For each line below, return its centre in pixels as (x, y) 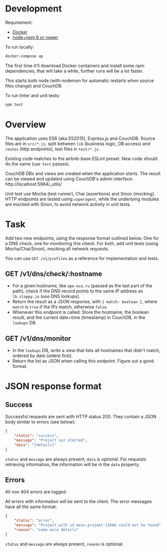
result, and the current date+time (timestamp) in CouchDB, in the (79, 318)
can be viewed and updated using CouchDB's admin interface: (69, 179)
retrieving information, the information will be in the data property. (73, 464)
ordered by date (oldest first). (42, 356)
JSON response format (53, 386)
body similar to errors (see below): (41, 422)
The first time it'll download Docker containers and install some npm (75, 66)
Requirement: (19, 22)
